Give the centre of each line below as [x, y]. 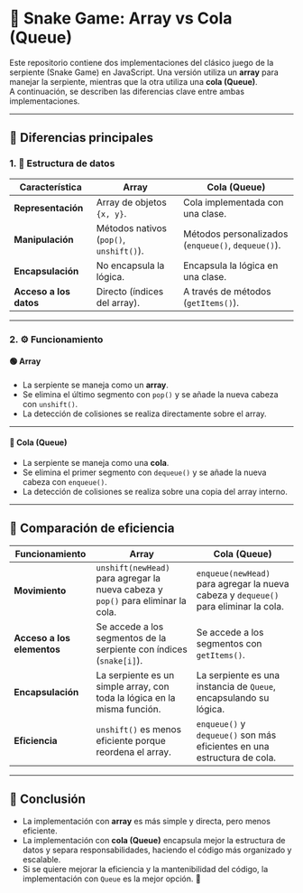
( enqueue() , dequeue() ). [232, 245]
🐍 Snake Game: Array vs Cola [121, 19]
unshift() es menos [139, 729]
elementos [37, 649]
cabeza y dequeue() [238, 595]
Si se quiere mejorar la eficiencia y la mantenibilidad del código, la [145, 869]
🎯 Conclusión [47, 800]
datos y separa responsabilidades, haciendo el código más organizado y [157, 850]
